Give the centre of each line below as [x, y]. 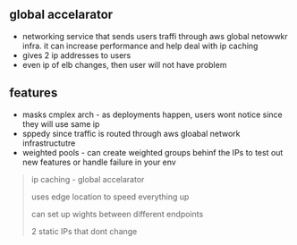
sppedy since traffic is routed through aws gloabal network [131, 133]
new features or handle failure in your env [99, 162]
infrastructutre [49, 143]
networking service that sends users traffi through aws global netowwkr [155, 36]
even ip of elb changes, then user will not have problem [124, 64]
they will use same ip [61, 123]
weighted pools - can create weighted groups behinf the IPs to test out [153, 152]
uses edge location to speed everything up [110, 197]
